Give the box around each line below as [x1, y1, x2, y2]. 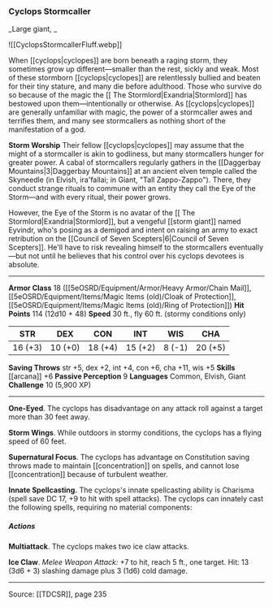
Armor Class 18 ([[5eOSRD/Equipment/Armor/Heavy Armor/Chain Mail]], [8, 283, 252, 293]
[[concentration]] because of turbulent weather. [8, 470, 169, 479]
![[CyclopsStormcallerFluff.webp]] [8, 40, 123, 50]
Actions [8, 521, 36, 531]
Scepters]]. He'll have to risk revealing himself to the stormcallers [8, 242, 227, 253]
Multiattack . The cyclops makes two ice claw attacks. [8, 542, 189, 552]
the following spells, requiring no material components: [8, 502, 193, 513]
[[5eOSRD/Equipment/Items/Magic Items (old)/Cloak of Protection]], [8, 292, 236, 301]
